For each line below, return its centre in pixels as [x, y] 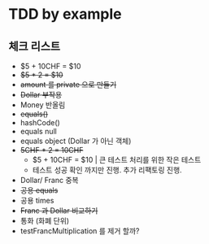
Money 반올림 [43, 105]
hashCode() [40, 122]
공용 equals [39, 190]
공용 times [37, 200]
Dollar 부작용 [41, 95]
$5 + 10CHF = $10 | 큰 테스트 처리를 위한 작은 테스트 [117, 160]
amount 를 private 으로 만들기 [68, 85]
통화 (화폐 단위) [45, 221]
